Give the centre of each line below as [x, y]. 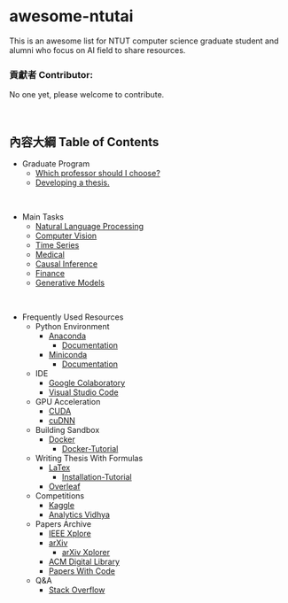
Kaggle [62, 506]
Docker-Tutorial [90, 449]
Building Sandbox [67, 430]
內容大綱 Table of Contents [84, 142]
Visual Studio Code [83, 392]
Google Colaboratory [87, 383]
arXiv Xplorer [86, 553]
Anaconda [67, 336]
